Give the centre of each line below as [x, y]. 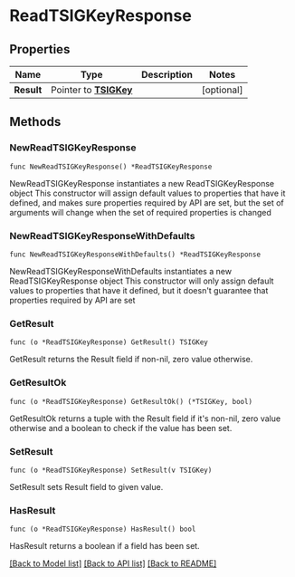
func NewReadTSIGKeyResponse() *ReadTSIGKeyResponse [111, 167]
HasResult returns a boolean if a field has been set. [105, 546]
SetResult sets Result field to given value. [86, 486]
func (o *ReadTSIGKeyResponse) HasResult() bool [103, 529]
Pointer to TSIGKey [92, 90]
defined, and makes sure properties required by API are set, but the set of [147, 202]
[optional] [222, 90]
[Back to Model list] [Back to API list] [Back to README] [113, 563]
